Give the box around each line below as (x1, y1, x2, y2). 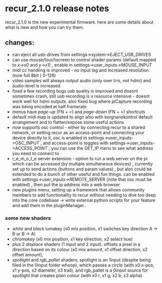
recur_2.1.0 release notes (5, 3, 109, 14)
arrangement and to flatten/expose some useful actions (12, 119, 124, 125)
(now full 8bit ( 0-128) (12, 72, 56, 78)
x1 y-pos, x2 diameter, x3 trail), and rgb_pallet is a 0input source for (12, 267, 148, 273)
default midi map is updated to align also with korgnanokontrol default (12, 114, 153, 120)
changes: (5, 39, 35, 47)
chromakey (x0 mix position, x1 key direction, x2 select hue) (12, 236, 133, 242)
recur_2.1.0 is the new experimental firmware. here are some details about (5, 19, 154, 25)
